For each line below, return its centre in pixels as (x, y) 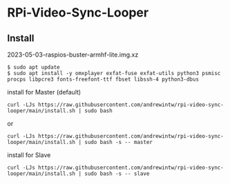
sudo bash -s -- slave (117, 174)
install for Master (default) (44, 92)
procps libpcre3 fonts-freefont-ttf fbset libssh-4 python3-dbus (103, 79)
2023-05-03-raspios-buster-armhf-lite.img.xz (73, 54)
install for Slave (29, 155)
